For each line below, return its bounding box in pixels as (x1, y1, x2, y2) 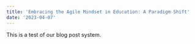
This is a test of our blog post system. (6, 31, 101, 38)
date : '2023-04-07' (6, 14, 56, 20)
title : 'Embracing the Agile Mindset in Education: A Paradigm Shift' (6, 8, 190, 15)
